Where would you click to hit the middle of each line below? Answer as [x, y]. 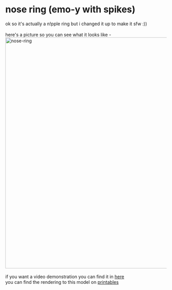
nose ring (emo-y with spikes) [70, 10]
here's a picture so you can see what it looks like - [58, 34]
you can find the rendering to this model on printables [62, 282]
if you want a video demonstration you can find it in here [65, 277]
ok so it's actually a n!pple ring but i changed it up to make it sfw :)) [76, 24]
